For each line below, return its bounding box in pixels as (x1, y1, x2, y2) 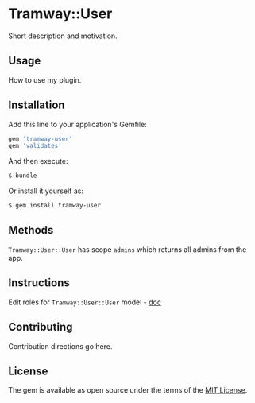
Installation (8, 99, 65, 112)
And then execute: (8, 157, 68, 166)
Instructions (8, 276, 70, 290)
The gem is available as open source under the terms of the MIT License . (8, 386, 248, 395)
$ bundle (8, 172, 37, 180)
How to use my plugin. (8, 75, 82, 84)
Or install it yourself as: (8, 186, 83, 196)
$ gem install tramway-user (8, 202, 102, 210)
